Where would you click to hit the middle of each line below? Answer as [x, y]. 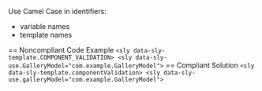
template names [46, 35]
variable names [45, 26]
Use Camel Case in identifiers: [57, 11]
